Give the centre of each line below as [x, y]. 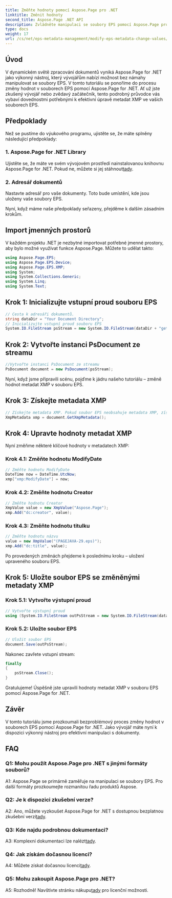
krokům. [14, 214]
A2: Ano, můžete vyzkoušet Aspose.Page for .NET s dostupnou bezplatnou [84, 811]
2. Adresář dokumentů [34, 182]
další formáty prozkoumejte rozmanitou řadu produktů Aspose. [71, 786]
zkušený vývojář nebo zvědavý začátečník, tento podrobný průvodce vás [83, 94]
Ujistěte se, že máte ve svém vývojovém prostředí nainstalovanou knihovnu [84, 163]
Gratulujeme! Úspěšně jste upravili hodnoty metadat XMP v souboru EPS [82, 688]
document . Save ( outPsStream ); [36, 644]
